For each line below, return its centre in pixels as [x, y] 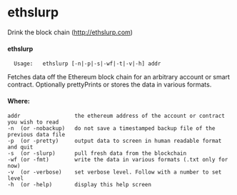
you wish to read [33, 122]
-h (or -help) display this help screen [80, 185]
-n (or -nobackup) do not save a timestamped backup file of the [111, 129]
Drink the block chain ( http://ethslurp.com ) [70, 32]
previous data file [36, 135]
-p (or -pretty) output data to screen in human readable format [115, 141]
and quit [20, 147]
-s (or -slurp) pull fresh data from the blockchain [97, 154]
